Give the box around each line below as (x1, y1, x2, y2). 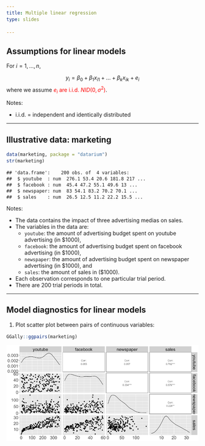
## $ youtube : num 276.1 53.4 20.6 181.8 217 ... (6, 176, 146, 182)
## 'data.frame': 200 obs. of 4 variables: (6, 170, 130, 176)
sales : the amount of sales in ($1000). (24, 268, 120, 276)
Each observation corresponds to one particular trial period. (15, 275, 166, 282)
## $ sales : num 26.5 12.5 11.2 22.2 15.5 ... (6, 194, 143, 200)
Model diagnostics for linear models (6, 305, 146, 315)
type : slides (6, 16, 40, 23)
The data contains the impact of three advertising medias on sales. (15, 217, 184, 224)
